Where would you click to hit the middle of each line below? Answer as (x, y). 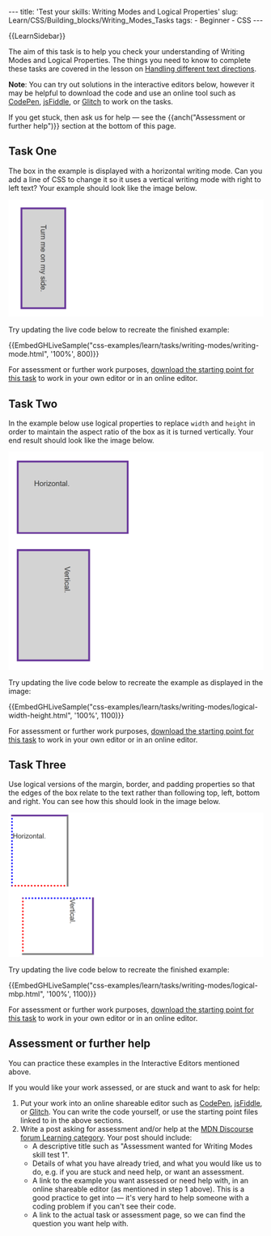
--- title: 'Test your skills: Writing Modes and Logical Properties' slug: (123, 12)
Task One (33, 152)
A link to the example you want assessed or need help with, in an (140, 1180)
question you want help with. (80, 1223)
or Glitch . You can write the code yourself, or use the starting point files (139, 1111)
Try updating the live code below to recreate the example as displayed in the (136, 682)
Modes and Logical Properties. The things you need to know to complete (130, 60)
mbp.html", (27, 993)
